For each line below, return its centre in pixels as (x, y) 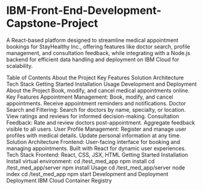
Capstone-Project (52, 23)
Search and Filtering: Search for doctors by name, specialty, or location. (96, 110)
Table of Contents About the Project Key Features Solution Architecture (95, 77)
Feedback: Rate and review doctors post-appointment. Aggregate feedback (101, 122)
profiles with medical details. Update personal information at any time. (94, 135)
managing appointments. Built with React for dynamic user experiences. (96, 148)
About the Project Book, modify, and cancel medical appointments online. (98, 90)
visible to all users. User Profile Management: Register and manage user (96, 129)
